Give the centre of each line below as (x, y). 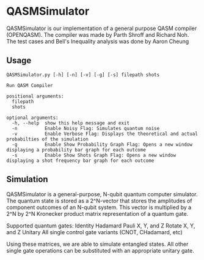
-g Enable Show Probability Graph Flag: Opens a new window (102, 144)
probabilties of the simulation (47, 139)
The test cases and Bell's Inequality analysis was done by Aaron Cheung (98, 41)
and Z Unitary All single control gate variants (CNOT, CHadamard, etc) (95, 232)
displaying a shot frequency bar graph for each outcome (80, 161)
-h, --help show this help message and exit (71, 123)
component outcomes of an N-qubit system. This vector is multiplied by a (99, 207)
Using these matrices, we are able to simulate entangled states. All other (97, 244)
